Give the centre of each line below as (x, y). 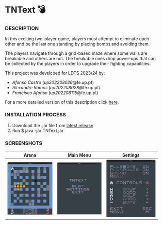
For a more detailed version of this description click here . (62, 102)
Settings (131, 155)
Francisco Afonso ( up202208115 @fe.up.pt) (55, 93)
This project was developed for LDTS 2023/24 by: (55, 73)
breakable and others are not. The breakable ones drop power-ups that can (81, 59)
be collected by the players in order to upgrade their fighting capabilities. (78, 64)
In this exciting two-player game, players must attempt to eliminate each (77, 39)
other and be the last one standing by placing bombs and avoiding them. (77, 44)
